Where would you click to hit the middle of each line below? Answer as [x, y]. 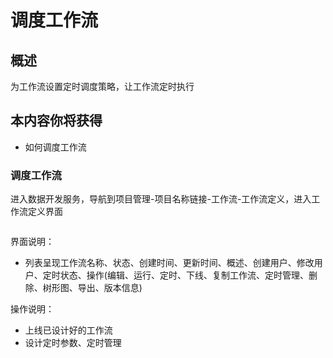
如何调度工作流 [55, 147]
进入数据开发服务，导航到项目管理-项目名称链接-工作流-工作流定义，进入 [161, 199]
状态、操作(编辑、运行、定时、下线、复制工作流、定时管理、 [184, 275]
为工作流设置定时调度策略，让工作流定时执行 [102, 86]
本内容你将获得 [56, 121]
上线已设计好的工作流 [68, 330]
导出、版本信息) [110, 288]
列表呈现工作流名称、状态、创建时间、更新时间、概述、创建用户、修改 [169, 263]
